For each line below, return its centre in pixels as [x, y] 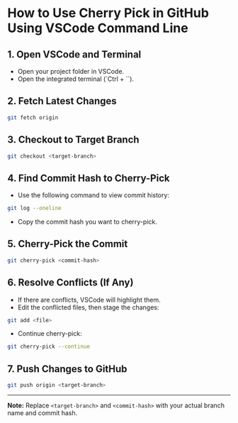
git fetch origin [33, 117]
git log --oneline [34, 208]
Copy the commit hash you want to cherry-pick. [87, 222]
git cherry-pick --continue [49, 347]
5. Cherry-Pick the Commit [68, 244]
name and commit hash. [42, 413]
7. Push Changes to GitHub [67, 369]
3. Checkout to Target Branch [73, 140]
